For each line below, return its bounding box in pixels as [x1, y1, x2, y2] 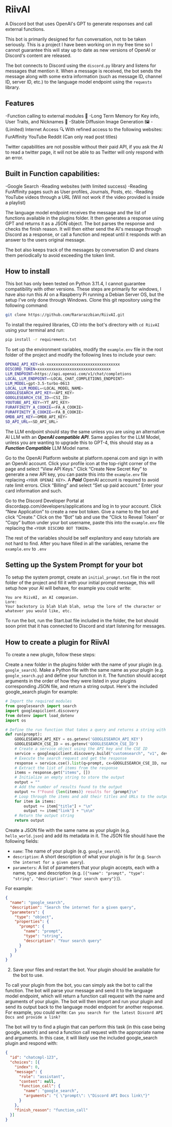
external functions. [5, 26, 45, 32]
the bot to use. [12, 972, 44, 978]
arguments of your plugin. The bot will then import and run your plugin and [5, 999, 163, 1005]
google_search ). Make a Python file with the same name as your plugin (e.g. [5, 667, 165, 673]
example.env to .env [5, 546, 47, 552]
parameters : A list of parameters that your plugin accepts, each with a [12, 864, 159, 871]
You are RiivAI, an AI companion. [5, 595, 79, 600]
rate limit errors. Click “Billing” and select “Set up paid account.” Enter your [5, 482, 163, 488]
